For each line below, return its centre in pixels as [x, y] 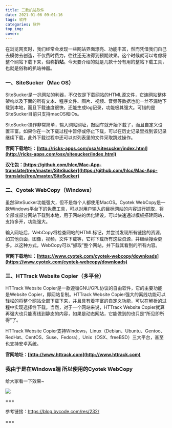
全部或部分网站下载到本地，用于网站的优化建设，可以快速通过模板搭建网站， [86, 215]
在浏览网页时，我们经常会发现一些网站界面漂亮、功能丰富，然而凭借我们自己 [86, 49]
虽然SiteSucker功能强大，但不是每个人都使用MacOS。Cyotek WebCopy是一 [85, 202]
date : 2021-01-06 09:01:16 [34, 15]
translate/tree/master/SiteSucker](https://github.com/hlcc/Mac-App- [81, 171]
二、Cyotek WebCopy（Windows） [50, 190]
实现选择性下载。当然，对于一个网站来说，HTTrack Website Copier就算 [89, 307]
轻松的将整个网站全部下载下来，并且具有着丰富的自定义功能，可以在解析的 [84, 301]
